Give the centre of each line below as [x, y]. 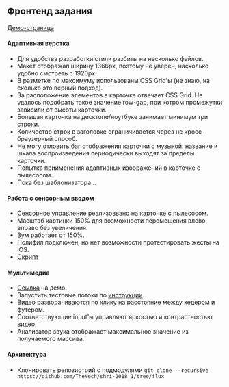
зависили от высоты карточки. [62, 110]
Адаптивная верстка [38, 43]
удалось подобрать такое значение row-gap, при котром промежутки [120, 103]
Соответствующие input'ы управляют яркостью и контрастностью [114, 317]
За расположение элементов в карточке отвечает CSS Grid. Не [110, 95]
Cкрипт [28, 257]
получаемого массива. [51, 339]
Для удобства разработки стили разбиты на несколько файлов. [110, 59]
